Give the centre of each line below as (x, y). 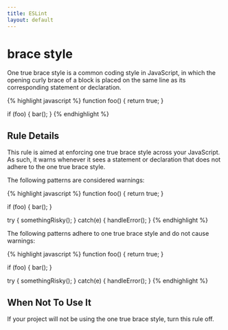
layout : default (30, 20)
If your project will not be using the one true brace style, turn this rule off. (111, 319)
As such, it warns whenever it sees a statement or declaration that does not (114, 159)
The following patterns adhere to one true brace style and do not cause (108, 234)
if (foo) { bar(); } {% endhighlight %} (58, 114)
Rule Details (33, 136)
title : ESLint (27, 13)
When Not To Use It (49, 302)
